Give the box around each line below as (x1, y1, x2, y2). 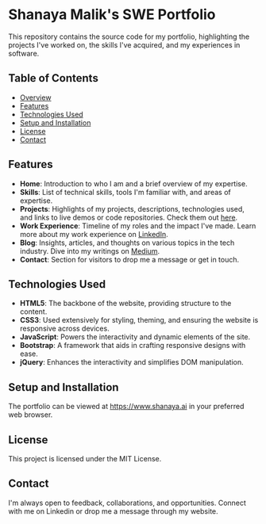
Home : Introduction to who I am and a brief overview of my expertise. (19, 178, 248, 188)
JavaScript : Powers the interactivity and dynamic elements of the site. (19, 332, 251, 342)
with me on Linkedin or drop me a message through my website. (8, 506, 218, 516)
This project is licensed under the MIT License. (8, 454, 162, 463)
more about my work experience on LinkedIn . (19, 229, 168, 239)
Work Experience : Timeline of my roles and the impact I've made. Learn (19, 220, 256, 231)
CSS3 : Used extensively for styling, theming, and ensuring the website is (19, 316, 259, 325)
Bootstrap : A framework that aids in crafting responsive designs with (19, 341, 246, 350)
